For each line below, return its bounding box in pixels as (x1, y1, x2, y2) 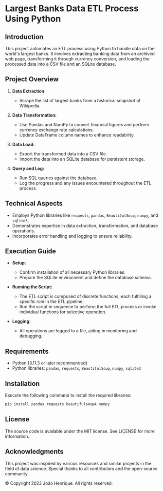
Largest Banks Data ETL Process (5, 3, 139, 14)
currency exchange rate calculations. (19, 127, 94, 132)
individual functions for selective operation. (19, 309, 107, 315)
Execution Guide (5, 247, 56, 256)
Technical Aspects (5, 199, 63, 208)
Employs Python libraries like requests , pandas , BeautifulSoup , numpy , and (12, 212, 159, 218)
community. (5, 471, 29, 476)
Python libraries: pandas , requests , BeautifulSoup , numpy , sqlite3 (12, 365, 141, 371)
